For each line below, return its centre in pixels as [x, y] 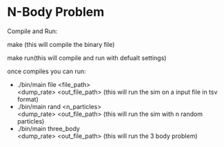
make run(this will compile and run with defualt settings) [87, 58]
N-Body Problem [56, 12]
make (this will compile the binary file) [61, 44]
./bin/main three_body [49, 128]
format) [28, 99]
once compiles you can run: [47, 71]
